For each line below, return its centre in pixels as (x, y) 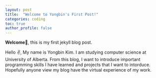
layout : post (19, 10)
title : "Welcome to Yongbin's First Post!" (52, 14)
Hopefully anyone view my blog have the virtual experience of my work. (78, 70)
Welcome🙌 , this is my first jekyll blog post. (49, 42)
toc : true (15, 24)
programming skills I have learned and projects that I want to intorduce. (78, 65)
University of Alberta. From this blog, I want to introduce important (73, 60)
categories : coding (25, 19)
